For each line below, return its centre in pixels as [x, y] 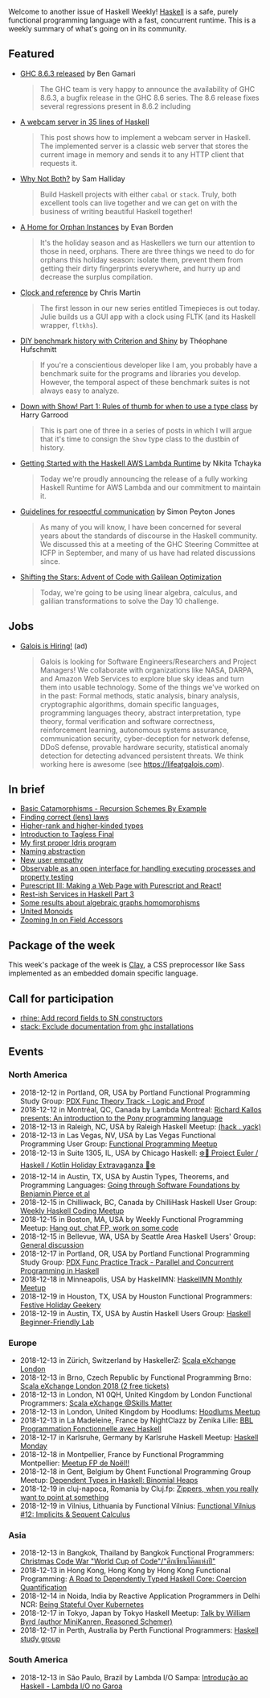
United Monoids [47, 911]
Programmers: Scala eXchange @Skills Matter [96, 1403]
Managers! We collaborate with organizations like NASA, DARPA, [147, 670]
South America [38, 1660]
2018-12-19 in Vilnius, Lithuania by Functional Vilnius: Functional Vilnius [138, 1506]
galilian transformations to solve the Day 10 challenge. [129, 601]
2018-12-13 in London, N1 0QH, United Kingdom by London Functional [136, 1395]
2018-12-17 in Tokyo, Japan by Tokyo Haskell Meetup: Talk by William [135, 1613]
